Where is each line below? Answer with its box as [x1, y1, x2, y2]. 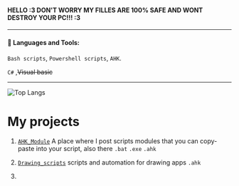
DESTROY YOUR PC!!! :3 [7, 13, 80, 21]
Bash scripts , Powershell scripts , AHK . [7, 54, 122, 63]
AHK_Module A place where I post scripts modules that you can [17, 137, 199, 145]
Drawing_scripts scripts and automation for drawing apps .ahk [17, 158, 201, 167]
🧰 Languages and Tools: [7, 38, 80, 46]
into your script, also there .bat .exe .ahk [36, 145, 156, 153]
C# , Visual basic [7, 68, 53, 76]
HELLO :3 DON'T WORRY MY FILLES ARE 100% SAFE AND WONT [7, 6, 203, 14]
